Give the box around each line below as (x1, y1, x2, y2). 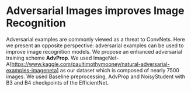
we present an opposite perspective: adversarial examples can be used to (6, 42, 184, 49)
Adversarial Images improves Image (6, 4, 185, 17)
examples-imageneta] (6, 66, 59, 73)
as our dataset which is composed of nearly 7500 (60, 66, 180, 73)
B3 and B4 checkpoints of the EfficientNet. (6, 79, 109, 86)
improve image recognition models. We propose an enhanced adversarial (6, 48, 182, 55)
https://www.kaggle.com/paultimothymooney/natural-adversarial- (11, 60, 170, 68)
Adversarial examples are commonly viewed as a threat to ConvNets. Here (6, 36, 185, 43)
